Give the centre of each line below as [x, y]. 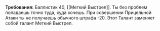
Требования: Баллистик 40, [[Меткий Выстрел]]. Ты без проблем [76, 7]
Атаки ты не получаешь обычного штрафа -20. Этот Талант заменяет [80, 18]
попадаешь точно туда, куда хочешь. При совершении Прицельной [78, 12]
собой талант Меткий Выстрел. [39, 23]
